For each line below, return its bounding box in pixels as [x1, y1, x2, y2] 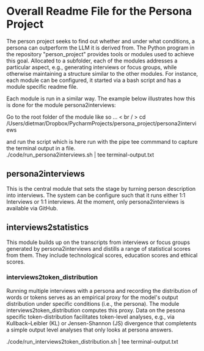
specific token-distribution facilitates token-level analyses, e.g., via [6, 313, 175, 320]
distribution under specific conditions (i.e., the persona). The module [6, 300, 180, 307]
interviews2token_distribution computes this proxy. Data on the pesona [6, 306, 185, 314]
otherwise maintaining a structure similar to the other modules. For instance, [6, 70, 199, 77]
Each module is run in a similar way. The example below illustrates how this [6, 95, 195, 102]
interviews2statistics [6, 222, 89, 233]
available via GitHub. [6, 204, 58, 212]
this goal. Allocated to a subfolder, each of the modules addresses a [6, 57, 178, 64]
